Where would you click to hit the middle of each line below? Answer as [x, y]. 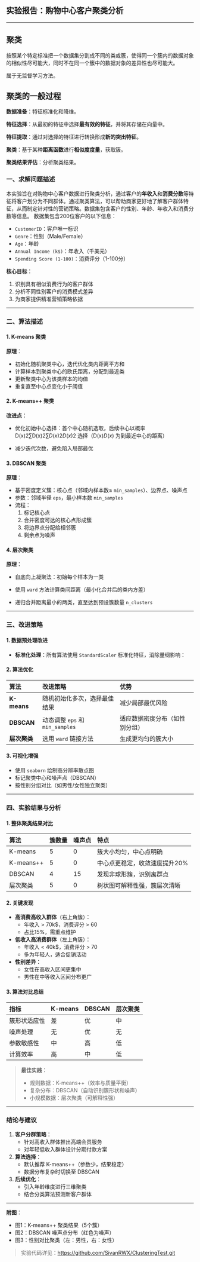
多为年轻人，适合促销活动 [55, 954]
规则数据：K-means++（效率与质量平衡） [81, 1083]
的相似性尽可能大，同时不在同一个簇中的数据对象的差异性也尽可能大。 [92, 63]
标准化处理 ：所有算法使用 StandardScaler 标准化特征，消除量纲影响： [100, 655]
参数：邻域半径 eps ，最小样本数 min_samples [69, 498]
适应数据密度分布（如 [150, 718]
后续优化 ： [28, 1179]
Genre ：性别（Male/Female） [50, 236]
